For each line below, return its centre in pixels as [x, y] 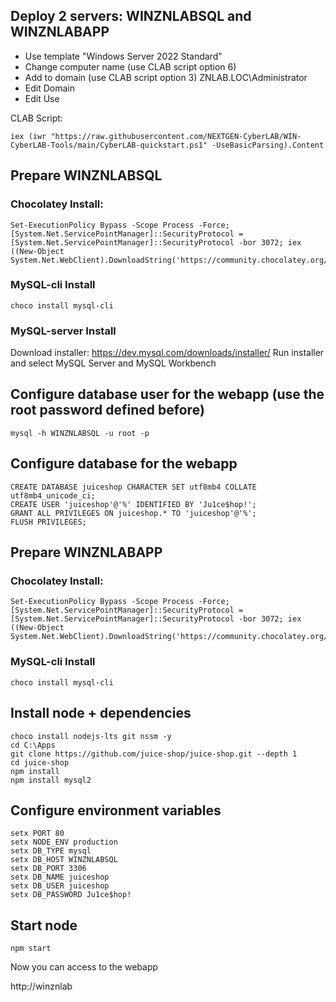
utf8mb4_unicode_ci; [53, 495]
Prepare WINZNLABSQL [86, 175]
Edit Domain [49, 88]
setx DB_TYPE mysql [51, 851]
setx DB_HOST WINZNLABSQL [64, 860]
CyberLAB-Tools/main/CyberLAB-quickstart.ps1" [109, 145]
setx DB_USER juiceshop [60, 886]
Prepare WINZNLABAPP [86, 552]
